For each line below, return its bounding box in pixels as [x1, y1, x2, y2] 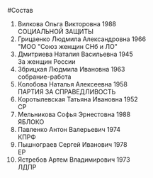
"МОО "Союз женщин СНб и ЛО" [17, 43, 118, 50]
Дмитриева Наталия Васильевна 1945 [17, 50, 133, 58]
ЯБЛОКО [17, 118, 45, 126]
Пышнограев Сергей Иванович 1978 [17, 140, 127, 148]
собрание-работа [17, 72, 72, 81]
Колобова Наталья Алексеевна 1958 [17, 80, 127, 88]
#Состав [7, 6, 33, 14]
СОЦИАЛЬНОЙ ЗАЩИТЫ [17, 28, 94, 35]
